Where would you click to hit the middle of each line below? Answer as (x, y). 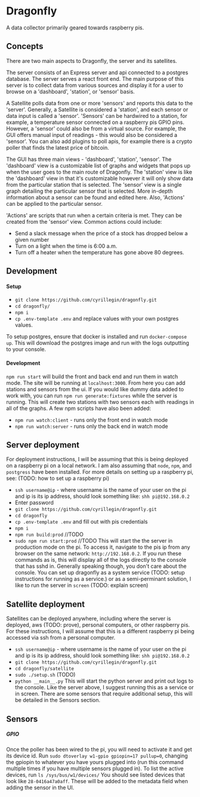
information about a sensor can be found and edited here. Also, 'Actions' (96, 197)
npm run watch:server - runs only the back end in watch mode (91, 426)
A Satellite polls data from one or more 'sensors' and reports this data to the (99, 103)
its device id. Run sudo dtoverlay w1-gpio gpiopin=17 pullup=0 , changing (97, 756)
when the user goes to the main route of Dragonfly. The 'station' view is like (99, 172)
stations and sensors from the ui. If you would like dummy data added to (95, 389)
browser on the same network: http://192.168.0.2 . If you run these (98, 553)
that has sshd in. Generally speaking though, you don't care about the (101, 566)
